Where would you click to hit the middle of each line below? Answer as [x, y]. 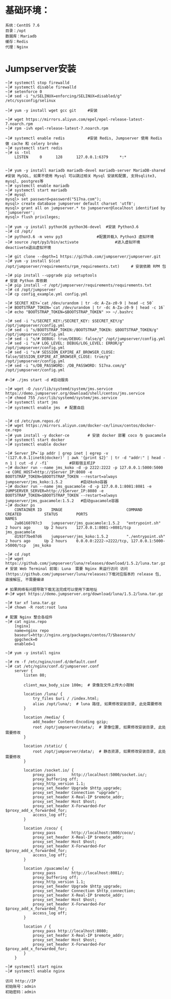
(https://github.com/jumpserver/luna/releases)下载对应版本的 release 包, [83, 574]
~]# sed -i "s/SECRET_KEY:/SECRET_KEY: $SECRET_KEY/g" [65, 321]
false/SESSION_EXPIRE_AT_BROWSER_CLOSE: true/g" [58, 357]
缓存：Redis [17, 41]
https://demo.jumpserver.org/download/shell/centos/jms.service [75, 393]
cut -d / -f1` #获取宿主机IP [57, 463]
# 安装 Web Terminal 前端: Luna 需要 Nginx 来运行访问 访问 [67, 569]
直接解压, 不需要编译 [25, 580]
